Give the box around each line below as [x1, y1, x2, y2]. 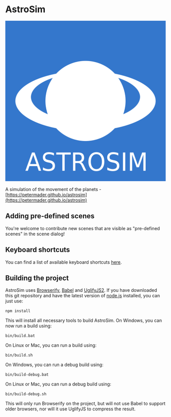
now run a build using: [5, 323, 52, 329]
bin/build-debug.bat [5, 372, 49, 377]
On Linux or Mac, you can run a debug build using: [5, 381, 111, 387]
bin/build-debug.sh [5, 392, 47, 397]
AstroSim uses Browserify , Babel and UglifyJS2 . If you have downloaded [5, 287, 157, 293]
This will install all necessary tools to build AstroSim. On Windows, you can [5, 317, 162, 324]
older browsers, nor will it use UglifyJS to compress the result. [5, 406, 136, 412]
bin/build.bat [5, 333, 36, 339]
